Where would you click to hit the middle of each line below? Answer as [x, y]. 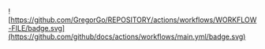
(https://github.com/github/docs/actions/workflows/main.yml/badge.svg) [127, 36]
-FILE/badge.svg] [37, 28]
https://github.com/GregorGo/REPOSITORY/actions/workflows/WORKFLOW [134, 20]
